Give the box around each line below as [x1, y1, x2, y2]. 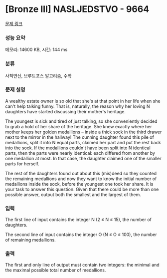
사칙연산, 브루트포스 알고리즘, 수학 [5, 72, 72, 78]
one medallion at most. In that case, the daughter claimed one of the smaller [5, 155, 162, 161]
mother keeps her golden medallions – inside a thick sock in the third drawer [5, 129, 162, 135]
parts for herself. [5, 161, 40, 167]
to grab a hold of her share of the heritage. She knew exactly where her [5, 123, 152, 129]
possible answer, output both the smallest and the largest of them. [5, 191, 141, 198]
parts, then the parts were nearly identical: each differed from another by [5, 150, 156, 156]
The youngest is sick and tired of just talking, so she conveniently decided [5, 118, 158, 124]
